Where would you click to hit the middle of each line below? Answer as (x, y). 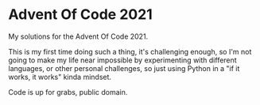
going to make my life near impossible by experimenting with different (122, 60)
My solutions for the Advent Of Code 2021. (78, 36)
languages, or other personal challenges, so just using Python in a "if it (124, 68)
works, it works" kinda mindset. (60, 77)
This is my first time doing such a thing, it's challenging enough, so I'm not (130, 51)
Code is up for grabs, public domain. (68, 92)
